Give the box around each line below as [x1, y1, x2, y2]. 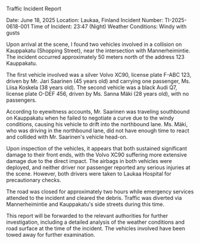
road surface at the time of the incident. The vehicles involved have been [6, 225, 186, 232]
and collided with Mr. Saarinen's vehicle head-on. [6, 133, 128, 140]
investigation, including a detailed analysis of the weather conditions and [6, 218, 185, 226]
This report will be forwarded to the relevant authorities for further [6, 212, 168, 219]
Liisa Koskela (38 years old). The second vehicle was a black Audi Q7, [6, 84, 177, 91]
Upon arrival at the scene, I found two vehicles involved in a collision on [6, 41, 182, 48]
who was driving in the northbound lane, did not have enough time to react [6, 127, 189, 134]
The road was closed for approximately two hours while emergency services [6, 188, 194, 195]
